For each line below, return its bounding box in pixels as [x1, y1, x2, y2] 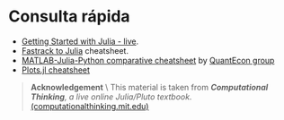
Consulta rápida [8, 6, 131, 27]
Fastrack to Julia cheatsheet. [21, 45, 129, 56]
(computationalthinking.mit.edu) [30, 100, 149, 111]
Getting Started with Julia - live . [21, 36, 139, 47]
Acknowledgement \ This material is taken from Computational [30, 81, 269, 92]
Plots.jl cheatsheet [21, 64, 91, 75]
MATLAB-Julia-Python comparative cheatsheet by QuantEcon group [21, 55, 275, 65]
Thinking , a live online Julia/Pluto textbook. [30, 91, 192, 102]
